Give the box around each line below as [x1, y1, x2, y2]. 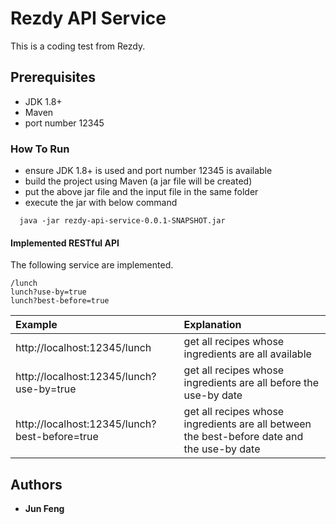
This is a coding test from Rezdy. [10, 40, 146, 52]
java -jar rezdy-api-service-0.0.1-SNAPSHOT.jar [19, 216, 226, 226]
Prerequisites [10, 69, 96, 86]
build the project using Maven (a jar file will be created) [24, 175, 253, 187]
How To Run [10, 142, 70, 156]
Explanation [183, 318, 242, 332]
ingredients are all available [183, 347, 312, 361]
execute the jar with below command [24, 197, 178, 209]
